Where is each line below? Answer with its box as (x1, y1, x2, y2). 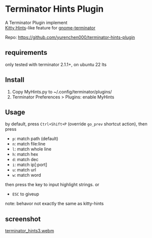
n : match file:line (12, 141, 46, 147)
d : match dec (12, 157, 39, 163)
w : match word (12, 172, 41, 178)
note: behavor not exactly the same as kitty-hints (5, 201, 104, 207)
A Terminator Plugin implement (5, 20, 68, 25)
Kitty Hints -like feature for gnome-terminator (5, 24, 96, 30)
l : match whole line (12, 146, 51, 152)
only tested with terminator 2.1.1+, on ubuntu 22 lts (5, 61, 107, 67)
